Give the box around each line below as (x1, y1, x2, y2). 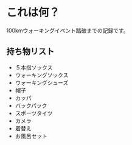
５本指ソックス (15, 63, 53, 71)
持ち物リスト (6, 46, 55, 57)
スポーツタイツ (15, 109, 53, 116)
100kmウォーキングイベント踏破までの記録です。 (6, 27, 129, 34)
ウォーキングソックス (15, 71, 69, 79)
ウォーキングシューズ (15, 79, 69, 86)
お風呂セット (15, 132, 47, 140)
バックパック (15, 102, 47, 109)
